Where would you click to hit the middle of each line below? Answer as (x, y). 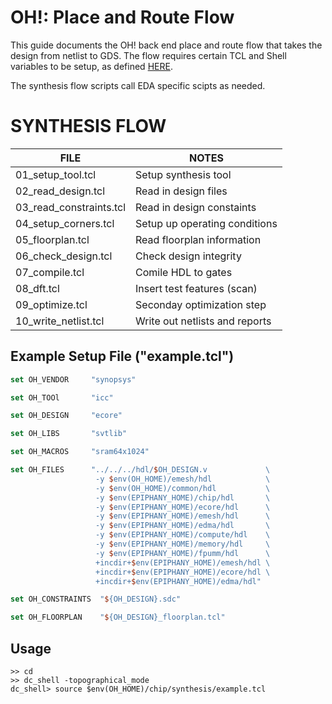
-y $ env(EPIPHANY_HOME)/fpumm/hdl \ (183, 553)
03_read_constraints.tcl (71, 207)
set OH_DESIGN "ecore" (66, 416)
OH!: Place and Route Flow (122, 17)
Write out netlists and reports (203, 321)
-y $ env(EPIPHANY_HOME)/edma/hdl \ (183, 526)
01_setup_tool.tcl (56, 174)
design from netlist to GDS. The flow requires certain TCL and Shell (148, 55)
